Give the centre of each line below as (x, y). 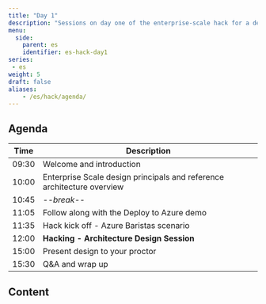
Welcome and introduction (91, 165)
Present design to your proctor (99, 252)
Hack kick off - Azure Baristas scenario (116, 226)
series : (21, 60)
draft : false (30, 82)
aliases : (23, 89)
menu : (17, 30)
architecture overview (83, 187)
